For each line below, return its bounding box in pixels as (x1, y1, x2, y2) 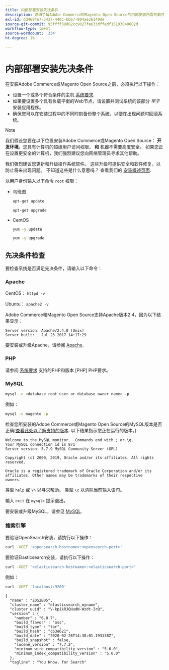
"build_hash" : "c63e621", (14, 629, 71, 634)
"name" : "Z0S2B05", (10, 598, 53, 603)
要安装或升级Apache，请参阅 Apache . (5, 342, 84, 348)
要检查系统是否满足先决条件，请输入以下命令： (5, 266, 102, 272)
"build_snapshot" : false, (14, 637, 71, 643)
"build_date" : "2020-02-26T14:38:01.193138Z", (14, 633, 116, 638)
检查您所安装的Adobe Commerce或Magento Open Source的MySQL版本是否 (5, 421, 162, 427)
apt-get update (12, 198, 45, 203)
